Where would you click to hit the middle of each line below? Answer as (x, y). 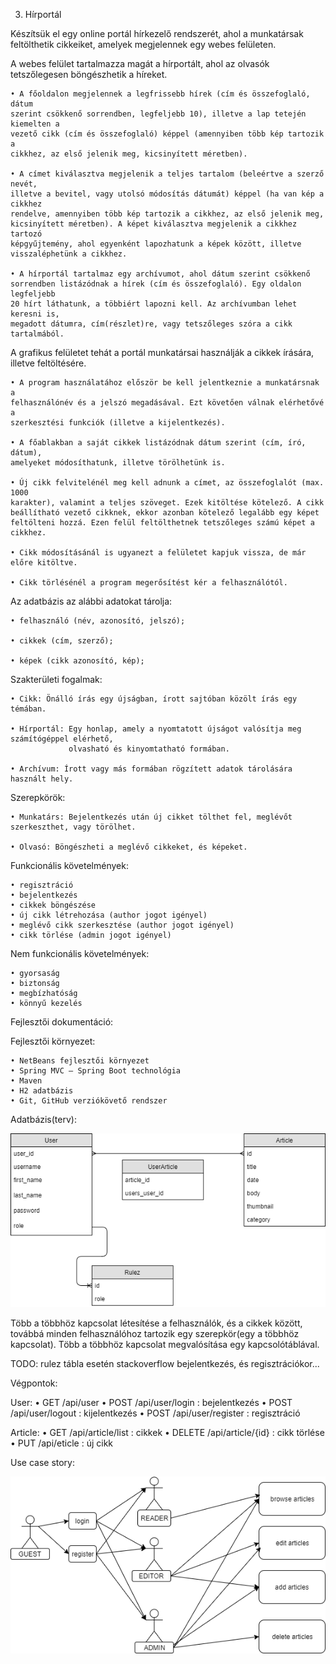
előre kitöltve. (44, 563)
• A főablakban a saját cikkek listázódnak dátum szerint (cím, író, (158, 443)
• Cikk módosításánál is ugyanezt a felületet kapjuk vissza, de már (158, 553)
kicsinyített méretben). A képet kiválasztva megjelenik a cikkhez (154, 224)
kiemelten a (35, 124)
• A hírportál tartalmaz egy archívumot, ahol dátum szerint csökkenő (160, 274)
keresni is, (35, 314)
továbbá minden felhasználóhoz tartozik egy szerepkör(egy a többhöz (155, 1333)
